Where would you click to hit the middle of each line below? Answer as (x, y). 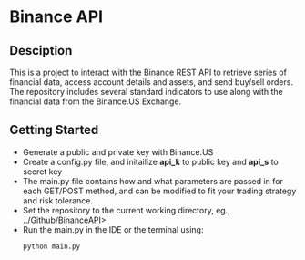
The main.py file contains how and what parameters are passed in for (153, 181)
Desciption (41, 51)
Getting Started (54, 130)
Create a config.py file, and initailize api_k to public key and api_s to (151, 161)
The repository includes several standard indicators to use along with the (147, 92)
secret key (42, 172)
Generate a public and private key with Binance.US (118, 151)
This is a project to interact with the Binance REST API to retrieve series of (148, 72)
